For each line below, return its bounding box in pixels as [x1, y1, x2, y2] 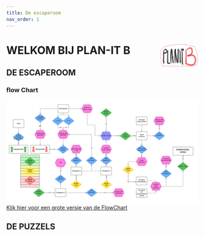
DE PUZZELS [6, 221, 56, 232]
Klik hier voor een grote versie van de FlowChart [6, 204, 128, 212]
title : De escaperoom [6, 10, 62, 16]
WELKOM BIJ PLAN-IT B [6, 43, 131, 57]
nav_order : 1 [6, 16, 40, 23]
